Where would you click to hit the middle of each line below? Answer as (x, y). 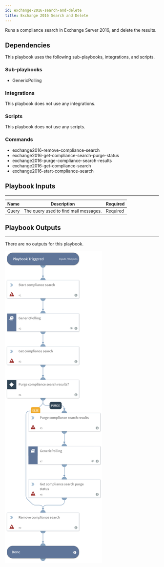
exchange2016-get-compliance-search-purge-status (66, 155)
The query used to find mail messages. (63, 211)
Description (63, 204)
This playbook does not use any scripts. (45, 127)
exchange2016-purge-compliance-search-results (62, 161)
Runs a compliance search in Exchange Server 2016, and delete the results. (81, 30)
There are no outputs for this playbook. (44, 244)
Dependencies (28, 45)
